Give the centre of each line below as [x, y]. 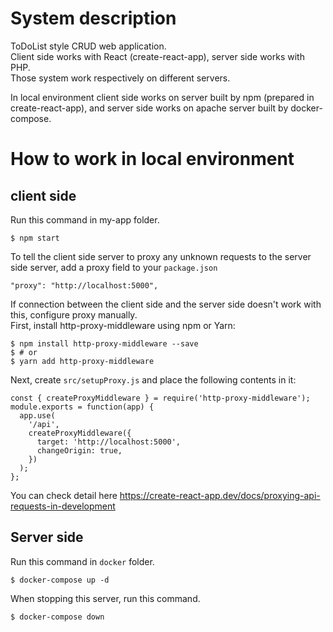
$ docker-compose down [57, 617]
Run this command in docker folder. [82, 561]
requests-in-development [63, 506]
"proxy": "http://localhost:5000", [84, 285]
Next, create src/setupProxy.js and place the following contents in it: [153, 379]
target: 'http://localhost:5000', [109, 442]
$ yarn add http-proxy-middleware [82, 361]
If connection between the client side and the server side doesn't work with [166, 304]
